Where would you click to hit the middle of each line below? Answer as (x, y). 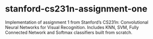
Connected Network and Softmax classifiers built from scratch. (69, 32)
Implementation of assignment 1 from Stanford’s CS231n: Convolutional (77, 22)
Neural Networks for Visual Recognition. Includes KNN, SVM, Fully (72, 27)
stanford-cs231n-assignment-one (76, 9)
